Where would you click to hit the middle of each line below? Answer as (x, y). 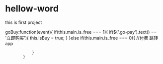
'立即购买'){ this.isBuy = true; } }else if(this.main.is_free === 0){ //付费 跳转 (82, 38)
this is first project (24, 22)
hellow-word (32, 9)
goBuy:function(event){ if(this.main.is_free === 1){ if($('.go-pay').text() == (81, 32)
